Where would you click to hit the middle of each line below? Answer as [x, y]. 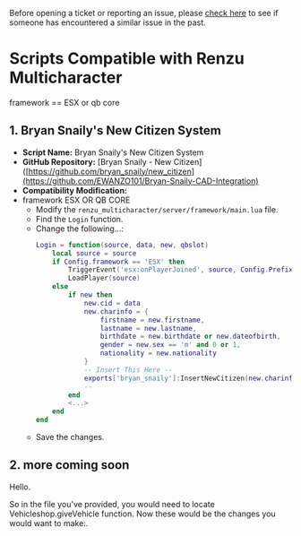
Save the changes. [70, 437]
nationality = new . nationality [158, 353]
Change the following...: [79, 229]
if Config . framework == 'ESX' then [119, 262]
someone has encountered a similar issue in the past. [107, 22]
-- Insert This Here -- [128, 370]
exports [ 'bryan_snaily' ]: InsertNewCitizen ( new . [174, 378]
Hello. [20, 487]
